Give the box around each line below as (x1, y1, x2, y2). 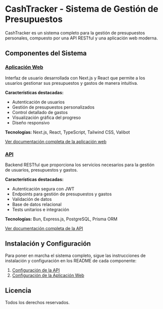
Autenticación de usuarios (12, 99, 65, 105)
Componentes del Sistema (5, 49, 87, 58)
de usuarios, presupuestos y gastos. (5, 167, 78, 173)
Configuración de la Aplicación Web (12, 272, 84, 278)
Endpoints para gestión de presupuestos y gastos (12, 191, 112, 197)
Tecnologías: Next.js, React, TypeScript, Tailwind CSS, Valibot (5, 129, 130, 135)
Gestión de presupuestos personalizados (12, 104, 95, 110)
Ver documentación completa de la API (5, 225, 84, 231)
